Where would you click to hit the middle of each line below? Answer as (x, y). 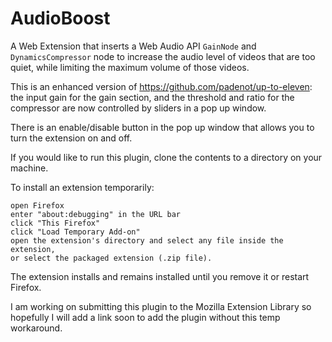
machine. (29, 168)
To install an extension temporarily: (82, 187)
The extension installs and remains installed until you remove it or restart (160, 276)
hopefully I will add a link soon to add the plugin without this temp (145, 317)
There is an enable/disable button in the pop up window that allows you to (162, 127)
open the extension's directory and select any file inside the (147, 240)
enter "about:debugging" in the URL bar (96, 214)
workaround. (36, 328)
